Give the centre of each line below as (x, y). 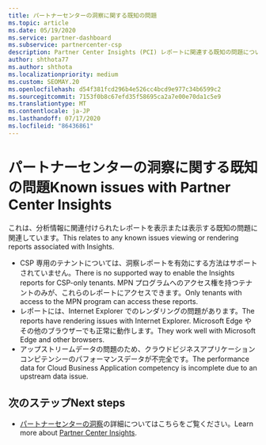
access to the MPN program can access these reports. (109, 301)
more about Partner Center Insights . (78, 432)
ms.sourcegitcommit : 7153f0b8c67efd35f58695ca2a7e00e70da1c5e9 (115, 97)
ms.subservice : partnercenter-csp (65, 45)
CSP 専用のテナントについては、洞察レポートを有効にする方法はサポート (139, 263)
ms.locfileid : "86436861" (51, 126)
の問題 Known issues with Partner (120, 187)
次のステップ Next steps (66, 403)
